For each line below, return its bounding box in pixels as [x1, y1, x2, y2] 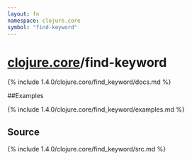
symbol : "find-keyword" [7, 23, 78, 31]
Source [7, 126, 40, 138]
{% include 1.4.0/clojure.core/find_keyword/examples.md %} [7, 105, 186, 114]
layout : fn [7, 10, 40, 18]
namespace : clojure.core [7, 17, 81, 24]
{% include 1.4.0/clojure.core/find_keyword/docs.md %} [7, 78, 171, 86]
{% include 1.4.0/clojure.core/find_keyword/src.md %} [7, 145, 166, 154]
